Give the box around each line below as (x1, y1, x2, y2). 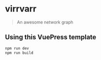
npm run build (5, 50, 34, 55)
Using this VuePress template (5, 33, 97, 41)
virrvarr (5, 3, 37, 14)
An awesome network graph (16, 19, 73, 25)
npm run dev (5, 46, 29, 51)
